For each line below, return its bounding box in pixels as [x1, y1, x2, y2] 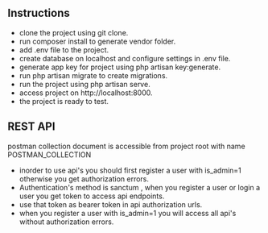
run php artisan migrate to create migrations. [19, 70, 168, 80]
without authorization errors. [19, 217, 114, 227]
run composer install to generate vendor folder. [19, 36, 176, 46]
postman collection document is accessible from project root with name [7, 141, 246, 151]
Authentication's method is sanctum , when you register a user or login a [19, 182, 261, 192]
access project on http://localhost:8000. [19, 88, 154, 98]
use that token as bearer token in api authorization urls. [19, 199, 203, 209]
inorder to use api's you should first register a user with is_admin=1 [19, 165, 242, 175]
